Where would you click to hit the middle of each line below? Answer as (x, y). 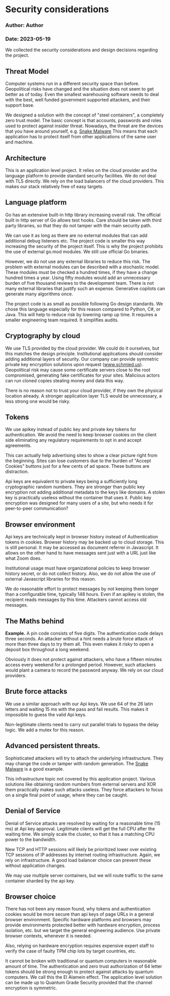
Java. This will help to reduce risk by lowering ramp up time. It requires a (81, 314)
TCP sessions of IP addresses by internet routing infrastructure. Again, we (83, 855)
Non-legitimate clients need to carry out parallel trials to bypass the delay (82, 724)
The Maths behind (35, 621)
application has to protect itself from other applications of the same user (81, 137)
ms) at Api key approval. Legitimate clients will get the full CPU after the (80, 828)
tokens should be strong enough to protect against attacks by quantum (79, 972)
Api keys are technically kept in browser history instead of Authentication (82, 537)
